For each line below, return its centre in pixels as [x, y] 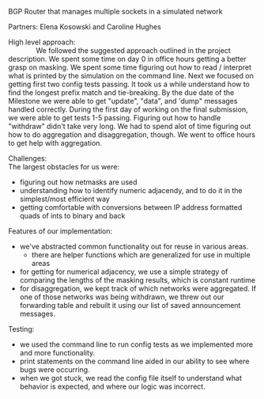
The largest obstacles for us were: [64, 167]
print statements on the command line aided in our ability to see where [134, 361]
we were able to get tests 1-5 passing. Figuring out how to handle [115, 118]
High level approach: [42, 42]
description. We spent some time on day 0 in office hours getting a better [128, 59]
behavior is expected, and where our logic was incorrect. [112, 386]
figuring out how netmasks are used [78, 182]
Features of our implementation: [60, 231]
